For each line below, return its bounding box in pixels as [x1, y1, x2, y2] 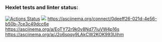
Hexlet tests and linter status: [5, 4, 78, 11]
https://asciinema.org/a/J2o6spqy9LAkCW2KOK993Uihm [5, 32, 124, 38]
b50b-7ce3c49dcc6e [5, 21, 49, 27]
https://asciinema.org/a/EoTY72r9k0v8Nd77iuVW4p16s [5, 26, 119, 32]
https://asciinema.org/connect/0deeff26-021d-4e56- [47, 16, 157, 22]
